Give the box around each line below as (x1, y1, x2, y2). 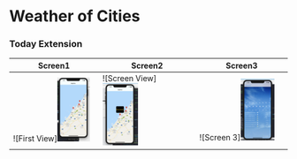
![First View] (12, 133, 58, 144)
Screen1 (38, 60, 71, 71)
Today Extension (9, 38, 83, 50)
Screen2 (131, 60, 164, 71)
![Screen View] (102, 73, 157, 84)
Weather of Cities (9, 6, 141, 26)
